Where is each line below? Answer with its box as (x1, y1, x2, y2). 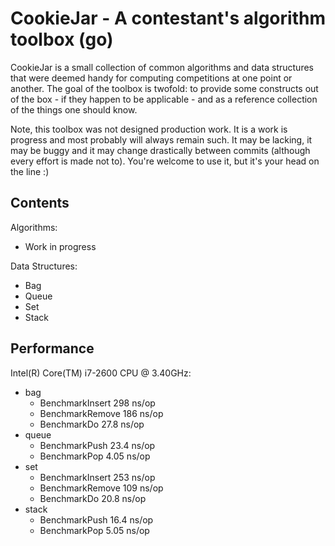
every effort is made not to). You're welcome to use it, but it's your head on (10, 155, 320, 167)
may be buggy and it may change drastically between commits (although (10, 144, 311, 156)
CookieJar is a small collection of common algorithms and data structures (10, 61, 314, 73)
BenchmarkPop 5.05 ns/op (39, 524, 150, 536)
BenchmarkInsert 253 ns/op (39, 471, 156, 483)
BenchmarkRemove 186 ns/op (39, 407, 164, 419)
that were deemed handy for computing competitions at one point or (10, 72, 293, 84)
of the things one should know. (10, 103, 138, 116)
